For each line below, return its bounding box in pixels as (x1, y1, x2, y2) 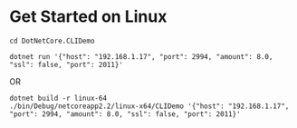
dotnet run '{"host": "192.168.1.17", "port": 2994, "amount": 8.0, (9, 52, 273, 61)
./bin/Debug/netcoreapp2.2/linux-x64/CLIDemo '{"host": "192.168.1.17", (9, 102, 290, 111)
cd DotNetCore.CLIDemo (9, 36, 95, 45)
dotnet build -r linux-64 (9, 94, 107, 103)
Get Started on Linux (9, 6, 168, 27)
